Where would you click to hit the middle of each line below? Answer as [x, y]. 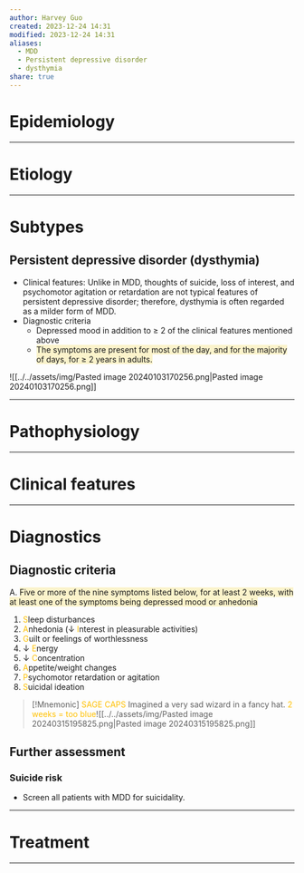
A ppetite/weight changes [70, 667]
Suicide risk [36, 778]
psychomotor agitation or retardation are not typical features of [140, 292]
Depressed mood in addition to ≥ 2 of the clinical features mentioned [164, 330]
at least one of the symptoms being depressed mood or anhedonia [133, 601]
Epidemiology [62, 121]
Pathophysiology [75, 431]
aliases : [26, 43]
